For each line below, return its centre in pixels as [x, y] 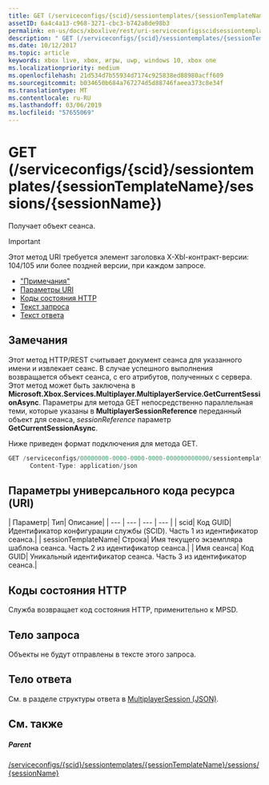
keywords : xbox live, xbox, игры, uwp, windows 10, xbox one [112, 61]
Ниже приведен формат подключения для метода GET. [103, 443]
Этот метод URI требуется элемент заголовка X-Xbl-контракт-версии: [129, 257]
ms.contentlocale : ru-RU [50, 98]
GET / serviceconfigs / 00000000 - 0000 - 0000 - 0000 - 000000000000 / [111, 458]
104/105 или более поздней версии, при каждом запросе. [107, 265]
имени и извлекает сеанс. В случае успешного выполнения [111, 368]
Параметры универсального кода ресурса [122, 490]
